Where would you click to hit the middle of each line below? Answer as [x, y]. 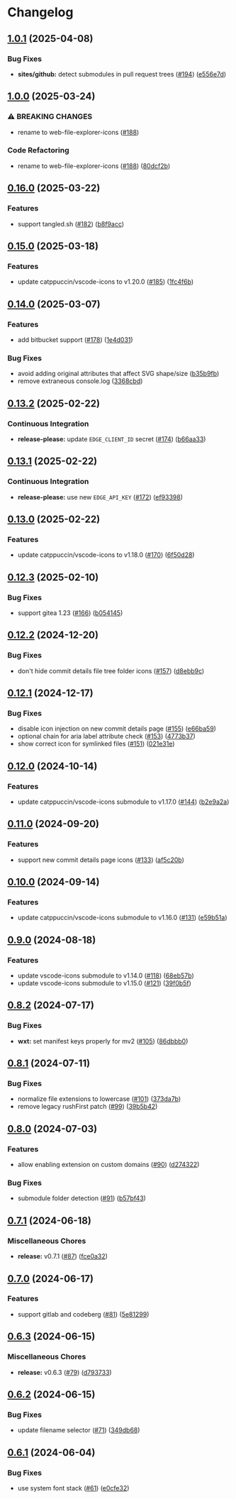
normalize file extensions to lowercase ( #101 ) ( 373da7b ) [99, 1099]
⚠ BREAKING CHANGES [50, 116]
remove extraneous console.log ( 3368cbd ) [80, 381]
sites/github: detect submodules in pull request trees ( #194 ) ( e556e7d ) [122, 74]
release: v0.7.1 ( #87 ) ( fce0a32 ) [63, 1256]
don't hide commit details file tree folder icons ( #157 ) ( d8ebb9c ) [111, 670]
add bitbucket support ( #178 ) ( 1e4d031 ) [75, 339]
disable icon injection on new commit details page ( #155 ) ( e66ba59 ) [117, 729]
